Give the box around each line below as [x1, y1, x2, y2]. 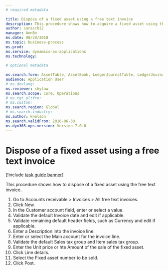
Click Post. [12, 260, 35, 266]
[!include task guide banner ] [5, 172, 64, 178]
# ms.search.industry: [5, 109, 53, 115]
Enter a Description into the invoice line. [12, 228, 95, 235]
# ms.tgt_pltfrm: [5, 95, 42, 100]
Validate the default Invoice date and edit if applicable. [12, 213, 125, 219]
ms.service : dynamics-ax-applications [5, 49, 86, 54]
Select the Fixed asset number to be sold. [12, 255, 99, 261]
